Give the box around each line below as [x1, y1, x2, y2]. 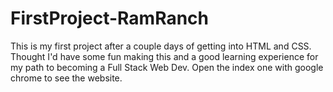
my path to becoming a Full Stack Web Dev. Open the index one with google [10, 61, 324, 73]
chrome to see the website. [10, 72, 123, 84]
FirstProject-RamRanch [10, 7, 209, 30]
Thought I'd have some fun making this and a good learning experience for [10, 50, 319, 62]
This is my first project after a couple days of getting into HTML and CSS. [10, 40, 312, 52]
